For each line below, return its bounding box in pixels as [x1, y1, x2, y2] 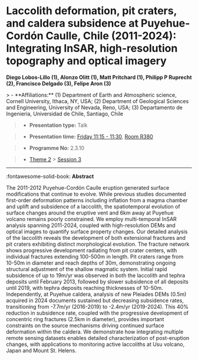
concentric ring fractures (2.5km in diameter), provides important [6, 315, 164, 322]
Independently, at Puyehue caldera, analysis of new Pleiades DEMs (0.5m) [6, 290, 187, 298]
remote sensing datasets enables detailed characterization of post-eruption [6, 334, 190, 341]
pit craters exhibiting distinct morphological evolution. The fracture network [6, 240, 190, 247]
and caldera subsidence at [6, 16, 138, 30]
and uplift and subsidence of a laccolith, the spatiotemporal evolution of [6, 203, 181, 210]
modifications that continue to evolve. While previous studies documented [6, 190, 187, 197]
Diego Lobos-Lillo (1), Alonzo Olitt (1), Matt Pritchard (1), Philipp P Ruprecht [6, 74, 192, 81]
